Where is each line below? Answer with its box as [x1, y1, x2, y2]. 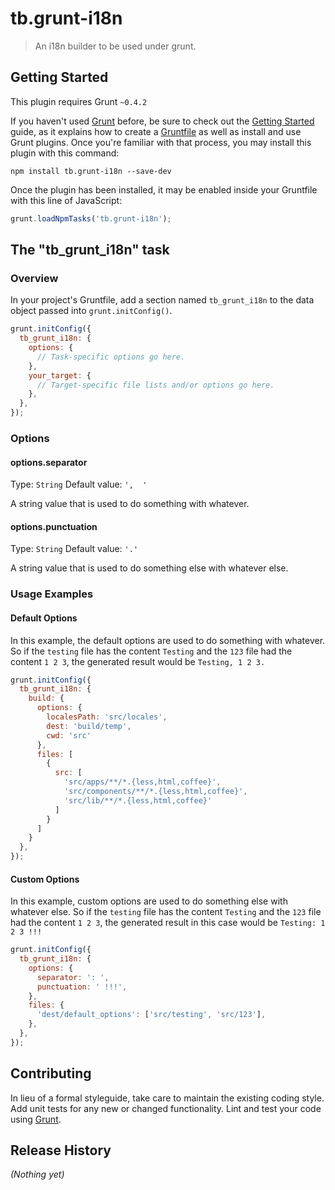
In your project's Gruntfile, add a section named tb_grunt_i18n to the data [10, 294, 315, 306]
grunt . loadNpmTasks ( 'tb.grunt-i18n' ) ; [10, 213, 172, 224]
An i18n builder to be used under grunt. [34, 40, 197, 52]
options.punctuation [10, 520, 98, 532]
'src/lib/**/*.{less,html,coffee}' [63, 795, 213, 806]
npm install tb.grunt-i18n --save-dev [10, 166, 172, 176]
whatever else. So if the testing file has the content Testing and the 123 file [10, 906, 322, 918]
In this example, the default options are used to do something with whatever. [10, 634, 326, 646]
